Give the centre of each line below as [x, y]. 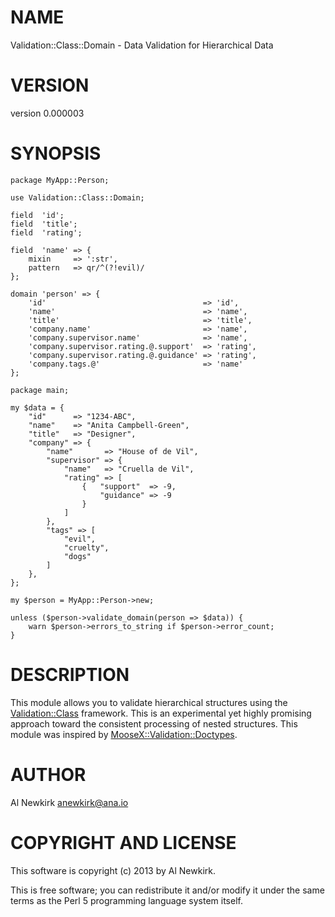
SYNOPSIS [56, 153]
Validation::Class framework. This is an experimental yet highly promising [161, 713]
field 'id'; [37, 215]
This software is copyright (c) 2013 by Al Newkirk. [113, 870]
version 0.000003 [47, 113]
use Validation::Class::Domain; [77, 197]
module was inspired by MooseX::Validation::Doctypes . [124, 734]
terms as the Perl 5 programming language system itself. [126, 900]
